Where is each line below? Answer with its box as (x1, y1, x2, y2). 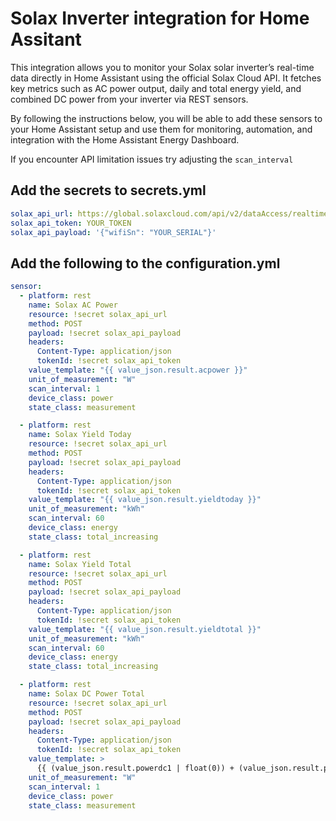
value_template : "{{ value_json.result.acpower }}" (28, 365, 248, 376)
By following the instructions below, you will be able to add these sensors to (10, 112, 323, 124)
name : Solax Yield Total (28, 559, 132, 569)
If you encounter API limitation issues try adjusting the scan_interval (10, 153, 294, 165)
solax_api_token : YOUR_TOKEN (10, 218, 132, 228)
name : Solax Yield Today (28, 430, 132, 440)
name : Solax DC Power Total (28, 689, 145, 699)
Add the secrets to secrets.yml (10, 182, 207, 199)
